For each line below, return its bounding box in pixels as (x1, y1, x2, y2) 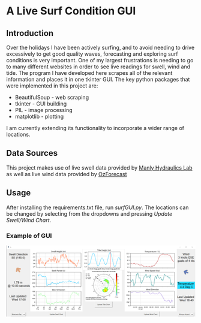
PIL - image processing (14, 107, 73, 113)
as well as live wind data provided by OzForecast (6, 170, 127, 177)
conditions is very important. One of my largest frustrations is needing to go (6, 57, 194, 64)
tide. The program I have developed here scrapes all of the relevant (6, 70, 173, 76)
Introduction (6, 28, 54, 38)
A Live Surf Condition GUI (6, 4, 136, 18)
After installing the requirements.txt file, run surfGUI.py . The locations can (6, 204, 189, 211)
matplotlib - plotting (14, 113, 64, 120)
